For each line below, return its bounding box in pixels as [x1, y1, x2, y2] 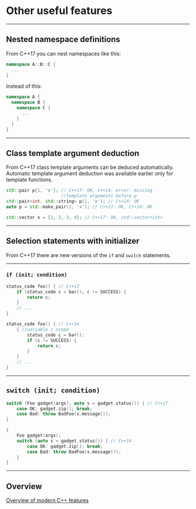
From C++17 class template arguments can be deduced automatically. [6, 164, 174, 171]
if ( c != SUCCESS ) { [27, 337, 77, 343]
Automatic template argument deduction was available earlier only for [6, 170, 174, 177]
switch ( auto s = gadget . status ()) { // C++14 [16, 438, 132, 444]
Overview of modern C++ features [6, 497, 89, 504]
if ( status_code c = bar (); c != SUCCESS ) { [16, 289, 127, 295]
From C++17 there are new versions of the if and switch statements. [6, 251, 171, 258]
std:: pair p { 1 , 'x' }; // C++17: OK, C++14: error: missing [6, 188, 153, 193]
